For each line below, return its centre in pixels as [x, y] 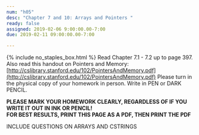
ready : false [23, 23]
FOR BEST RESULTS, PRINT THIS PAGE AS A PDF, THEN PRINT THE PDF [99, 115]
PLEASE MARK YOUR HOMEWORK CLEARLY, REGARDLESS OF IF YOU [97, 102]
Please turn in [174, 77]
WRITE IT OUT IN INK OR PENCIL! [49, 108]
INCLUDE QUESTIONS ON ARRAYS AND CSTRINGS [72, 126]
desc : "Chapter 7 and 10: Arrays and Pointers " [70, 18]
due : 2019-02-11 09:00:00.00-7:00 [51, 35]
